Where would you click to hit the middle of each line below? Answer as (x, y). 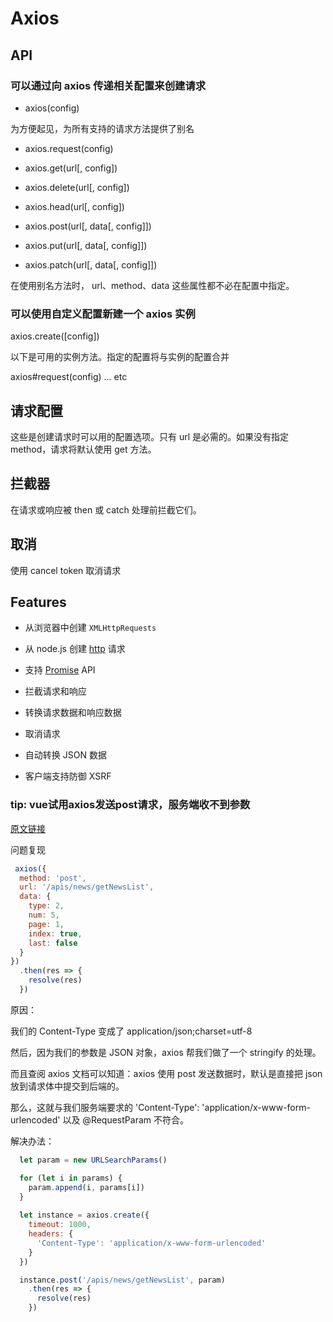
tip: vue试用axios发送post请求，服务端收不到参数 (130, 805)
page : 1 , (46, 924)
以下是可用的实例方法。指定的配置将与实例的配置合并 (120, 357)
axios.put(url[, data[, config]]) (86, 245)
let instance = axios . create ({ (84, 1215)
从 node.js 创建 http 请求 (75, 649)
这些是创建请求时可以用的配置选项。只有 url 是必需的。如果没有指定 (150, 436)
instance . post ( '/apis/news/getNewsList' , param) (122, 1280)
